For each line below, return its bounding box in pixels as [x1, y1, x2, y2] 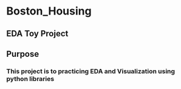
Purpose [6, 48, 39, 59]
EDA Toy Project [6, 28, 69, 39]
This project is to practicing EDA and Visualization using [6, 67, 175, 75]
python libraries [6, 74, 55, 83]
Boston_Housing [6, 4, 92, 18]
